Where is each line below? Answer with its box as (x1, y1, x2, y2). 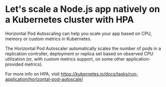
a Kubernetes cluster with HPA (5, 14, 134, 25)
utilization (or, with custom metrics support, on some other (5, 56, 125, 62)
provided (5, 61, 24, 67)
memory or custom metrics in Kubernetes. (5, 36, 92, 42)
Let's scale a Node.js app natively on (5, 3, 160, 15)
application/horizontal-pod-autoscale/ (5, 76, 83, 82)
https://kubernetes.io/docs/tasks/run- (60, 71, 138, 77)
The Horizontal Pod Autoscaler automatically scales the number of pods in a (5, 45, 162, 51)
